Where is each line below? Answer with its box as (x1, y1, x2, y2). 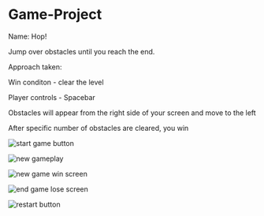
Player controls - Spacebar (8, 92, 96, 102)
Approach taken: (8, 61, 62, 72)
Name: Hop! (8, 32, 47, 41)
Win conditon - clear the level (8, 77, 104, 87)
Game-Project (8, 6, 102, 24)
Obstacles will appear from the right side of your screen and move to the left (8, 108, 256, 117)
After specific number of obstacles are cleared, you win (8, 123, 189, 132)
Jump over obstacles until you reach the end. (8, 47, 155, 56)
